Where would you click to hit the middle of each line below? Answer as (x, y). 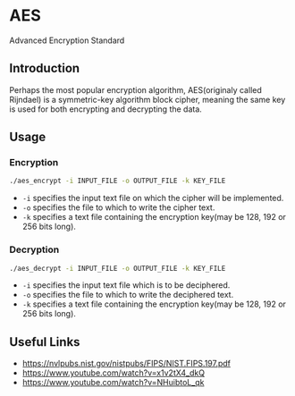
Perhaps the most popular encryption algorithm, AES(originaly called (135, 89)
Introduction (45, 68)
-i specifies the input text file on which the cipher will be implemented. (153, 198)
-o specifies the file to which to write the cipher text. (118, 207)
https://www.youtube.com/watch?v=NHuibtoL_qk (113, 383)
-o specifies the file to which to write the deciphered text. (128, 295)
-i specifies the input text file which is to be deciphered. (126, 285)
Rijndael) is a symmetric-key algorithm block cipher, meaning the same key (147, 99)
